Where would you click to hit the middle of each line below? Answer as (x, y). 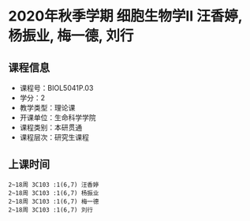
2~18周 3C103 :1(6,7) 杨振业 (54, 193)
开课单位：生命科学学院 (58, 118)
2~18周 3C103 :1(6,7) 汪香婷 (54, 185)
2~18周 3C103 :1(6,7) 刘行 (50, 210)
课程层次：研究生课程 (54, 137)
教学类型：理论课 (47, 108)
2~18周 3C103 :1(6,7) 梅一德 (54, 201)
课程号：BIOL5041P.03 (56, 88)
